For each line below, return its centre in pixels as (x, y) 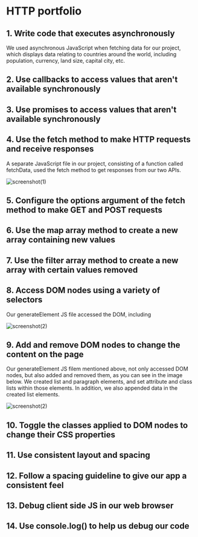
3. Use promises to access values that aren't (91, 110)
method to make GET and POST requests (85, 210)
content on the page (45, 354)
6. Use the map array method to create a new (92, 230)
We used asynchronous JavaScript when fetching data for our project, (94, 48)
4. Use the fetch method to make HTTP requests (99, 140)
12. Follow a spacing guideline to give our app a (97, 476)
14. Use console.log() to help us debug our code (98, 526)
